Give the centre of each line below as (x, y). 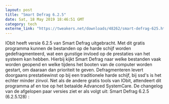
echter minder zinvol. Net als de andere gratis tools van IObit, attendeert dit (83, 81)
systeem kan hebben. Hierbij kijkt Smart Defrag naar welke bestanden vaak (83, 59)
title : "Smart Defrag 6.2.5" (36, 15)
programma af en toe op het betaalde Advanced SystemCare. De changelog (84, 86)
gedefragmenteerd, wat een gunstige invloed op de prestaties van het (78, 54)
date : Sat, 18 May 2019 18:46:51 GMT (45, 19)
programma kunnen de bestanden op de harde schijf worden (68, 48)
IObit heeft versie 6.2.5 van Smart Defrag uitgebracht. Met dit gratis (75, 43)
